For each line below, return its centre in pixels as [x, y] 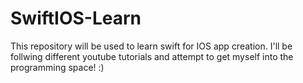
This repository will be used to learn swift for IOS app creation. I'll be [151, 46]
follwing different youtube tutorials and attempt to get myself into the [152, 56]
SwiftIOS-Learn [76, 18]
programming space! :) [57, 67]
